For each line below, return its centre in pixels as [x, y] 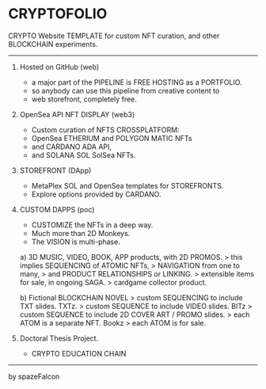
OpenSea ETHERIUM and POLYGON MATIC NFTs [112, 138]
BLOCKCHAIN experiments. [53, 44]
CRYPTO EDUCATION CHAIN [79, 353]
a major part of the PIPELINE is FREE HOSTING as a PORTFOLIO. [137, 82]
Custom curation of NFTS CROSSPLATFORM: [105, 130]
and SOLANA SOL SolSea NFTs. [84, 154]
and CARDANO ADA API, [72, 147]
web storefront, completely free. [84, 99]
